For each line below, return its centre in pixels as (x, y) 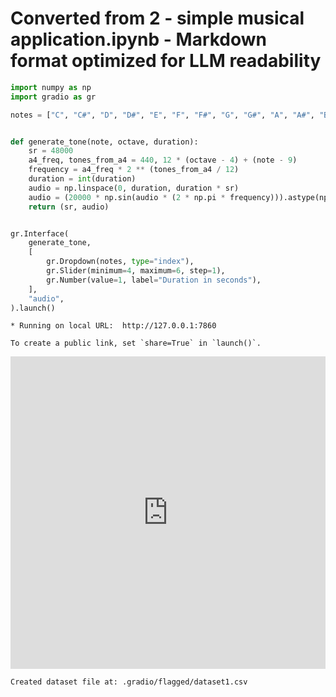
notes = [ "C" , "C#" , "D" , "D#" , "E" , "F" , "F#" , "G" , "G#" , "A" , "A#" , (163, 115)
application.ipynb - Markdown (139, 39)
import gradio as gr (53, 97)
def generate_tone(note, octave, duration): (104, 142)
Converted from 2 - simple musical (157, 18)
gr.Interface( (40, 233)
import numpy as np (51, 87)
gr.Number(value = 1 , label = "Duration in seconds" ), (154, 280)
